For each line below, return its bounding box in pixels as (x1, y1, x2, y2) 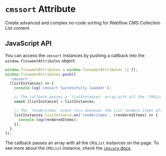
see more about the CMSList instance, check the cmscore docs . (5, 145, 132, 151)
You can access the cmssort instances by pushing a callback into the (5, 52, 145, 58)
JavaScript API (5, 39, 52, 48)
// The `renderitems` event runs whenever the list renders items (14, 108, 154, 113)
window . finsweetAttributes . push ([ (5, 72, 77, 77)
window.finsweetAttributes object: (5, 58, 76, 64)
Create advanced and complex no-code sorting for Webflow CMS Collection (5, 20, 161, 26)
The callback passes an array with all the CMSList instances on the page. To (5, 140, 159, 146)
